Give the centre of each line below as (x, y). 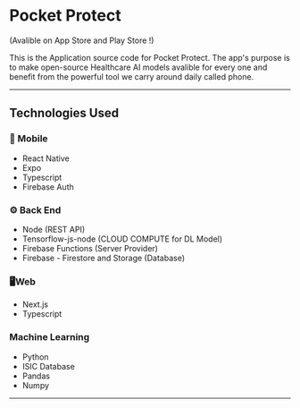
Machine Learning (50, 337)
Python (35, 357)
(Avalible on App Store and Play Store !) (82, 40)
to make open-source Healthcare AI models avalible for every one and (138, 67)
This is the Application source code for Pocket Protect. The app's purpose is (150, 57)
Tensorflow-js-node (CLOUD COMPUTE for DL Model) (122, 239)
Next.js (35, 304)
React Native (46, 158)
